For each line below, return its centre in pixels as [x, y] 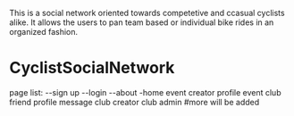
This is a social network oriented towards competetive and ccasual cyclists [147, 13]
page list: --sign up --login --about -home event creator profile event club [145, 92]
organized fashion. [44, 32]
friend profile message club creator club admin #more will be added [134, 102]
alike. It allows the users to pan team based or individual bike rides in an [142, 22]
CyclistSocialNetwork [92, 68]
